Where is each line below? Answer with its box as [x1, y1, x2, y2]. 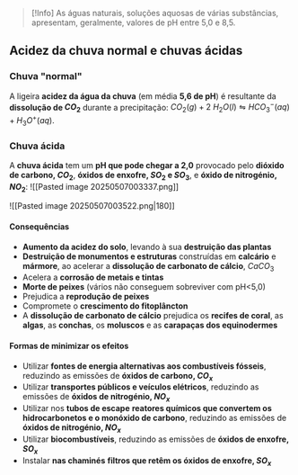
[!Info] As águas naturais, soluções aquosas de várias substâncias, [31, 8, 279, 18]
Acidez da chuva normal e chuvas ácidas [9, 43, 243, 58]
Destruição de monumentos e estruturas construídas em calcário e [22, 251, 276, 262]
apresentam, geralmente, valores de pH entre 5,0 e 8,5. [31, 17, 236, 28]
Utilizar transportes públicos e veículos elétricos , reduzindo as [22, 381, 259, 392]
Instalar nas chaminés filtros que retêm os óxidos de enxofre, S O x [22, 454, 272, 468]
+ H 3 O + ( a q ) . [9, 113, 56, 128]
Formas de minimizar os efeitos [9, 341, 129, 352]
